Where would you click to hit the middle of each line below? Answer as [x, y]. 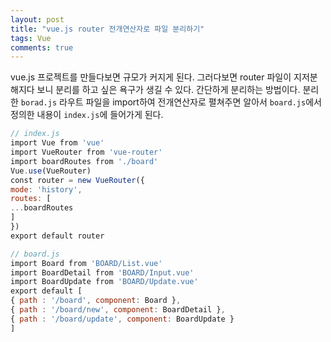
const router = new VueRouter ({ [77, 180]
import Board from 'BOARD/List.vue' [86, 263]
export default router [57, 236]
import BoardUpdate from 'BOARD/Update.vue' [104, 282]
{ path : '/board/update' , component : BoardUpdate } [122, 319]
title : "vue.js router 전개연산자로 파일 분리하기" [107, 29]
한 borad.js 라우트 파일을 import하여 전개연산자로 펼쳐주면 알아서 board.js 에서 [166, 102]
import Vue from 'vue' [57, 143]
